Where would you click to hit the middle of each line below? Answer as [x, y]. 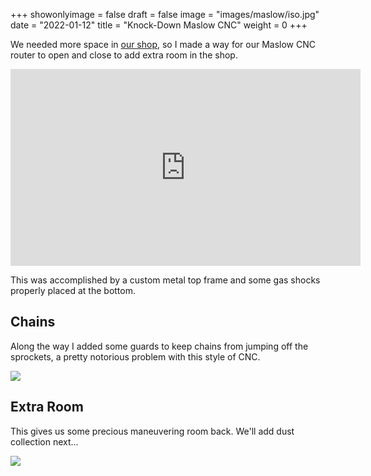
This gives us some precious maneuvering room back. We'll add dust [152, 431]
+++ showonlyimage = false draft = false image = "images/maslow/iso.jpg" [165, 14]
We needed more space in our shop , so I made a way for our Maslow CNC [163, 44]
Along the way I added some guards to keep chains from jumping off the [159, 346]
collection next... [44, 441]
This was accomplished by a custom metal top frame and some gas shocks [165, 280]
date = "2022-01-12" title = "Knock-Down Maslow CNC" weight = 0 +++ [159, 25]
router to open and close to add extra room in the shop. [124, 55]
